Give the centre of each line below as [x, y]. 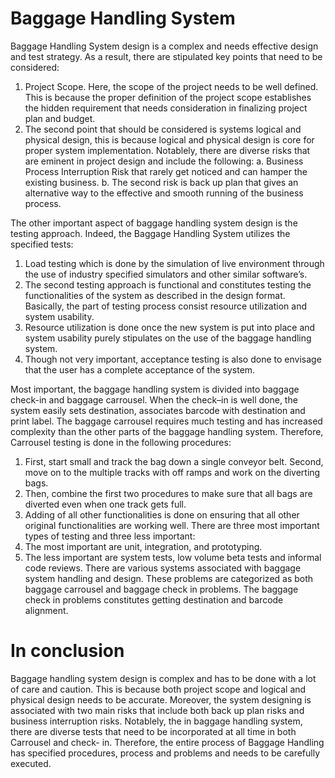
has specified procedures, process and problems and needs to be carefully [165, 753]
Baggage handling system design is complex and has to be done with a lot [163, 678]
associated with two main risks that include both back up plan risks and [157, 710]
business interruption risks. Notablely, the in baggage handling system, [156, 721]
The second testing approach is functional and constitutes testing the [168, 284]
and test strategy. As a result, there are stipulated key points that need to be [166, 56]
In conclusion [67, 651]
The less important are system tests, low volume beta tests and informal [173, 557]
